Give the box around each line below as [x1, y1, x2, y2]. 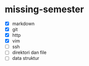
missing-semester [5, 4, 84, 15]
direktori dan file [12, 50, 47, 56]
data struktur [12, 55, 39, 61]
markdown [12, 20, 35, 27]
